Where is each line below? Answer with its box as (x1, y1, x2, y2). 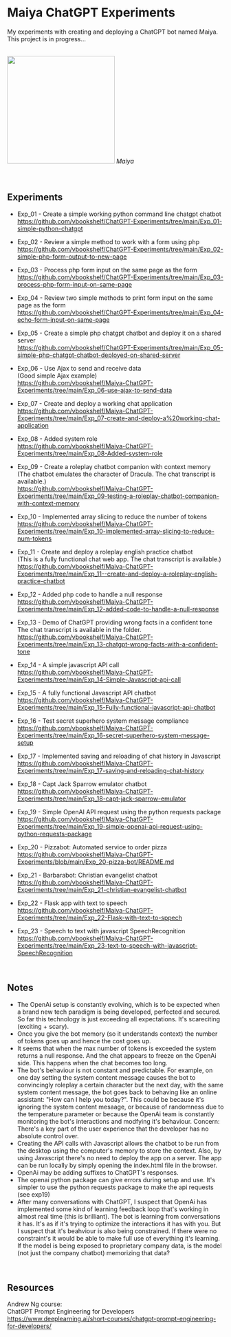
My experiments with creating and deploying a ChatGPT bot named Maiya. (7, 28, 219, 36)
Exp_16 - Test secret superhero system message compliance (16, 717, 189, 725)
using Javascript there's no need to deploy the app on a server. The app (16, 1153, 222, 1162)
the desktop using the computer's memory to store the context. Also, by (16, 1146, 221, 1155)
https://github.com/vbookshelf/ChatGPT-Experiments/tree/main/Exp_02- (16, 245, 223, 253)
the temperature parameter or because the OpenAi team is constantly (16, 1109, 214, 1118)
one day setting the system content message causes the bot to (16, 1073, 196, 1081)
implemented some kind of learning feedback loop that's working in (16, 1205, 209, 1213)
